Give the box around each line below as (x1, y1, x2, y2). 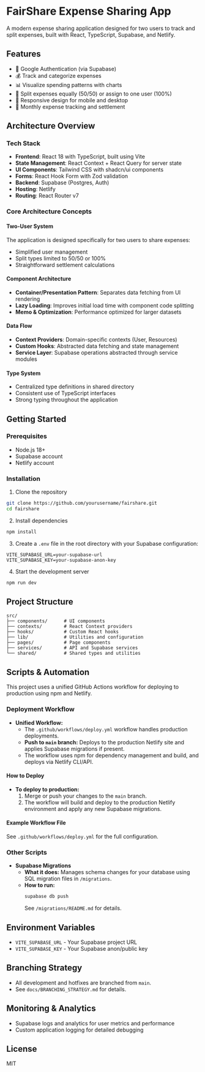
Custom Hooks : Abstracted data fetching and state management (15, 342, 179, 350)
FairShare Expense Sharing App (6, 4, 171, 18)
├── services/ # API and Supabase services (6, 645, 138, 651)
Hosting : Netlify (15, 186, 56, 193)
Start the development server (15, 568, 90, 575)
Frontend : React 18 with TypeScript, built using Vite (15, 153, 146, 160)
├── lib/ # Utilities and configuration (6, 634, 144, 641)
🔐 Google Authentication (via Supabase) (15, 65, 117, 72)
